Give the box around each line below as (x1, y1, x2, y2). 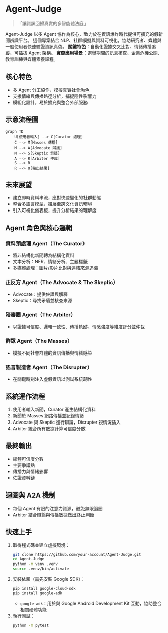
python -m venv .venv (12, 561, 58, 567)
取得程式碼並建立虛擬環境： (12, 542, 70, 548)
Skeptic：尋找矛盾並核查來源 (12, 298, 72, 304)
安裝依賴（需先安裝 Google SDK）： (12, 576, 86, 582)
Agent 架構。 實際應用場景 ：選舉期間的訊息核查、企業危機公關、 (28, 50, 162, 56)
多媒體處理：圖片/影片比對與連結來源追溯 (12, 265, 98, 271)
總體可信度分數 (12, 456, 44, 462)
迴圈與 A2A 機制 (5, 491, 56, 500)
